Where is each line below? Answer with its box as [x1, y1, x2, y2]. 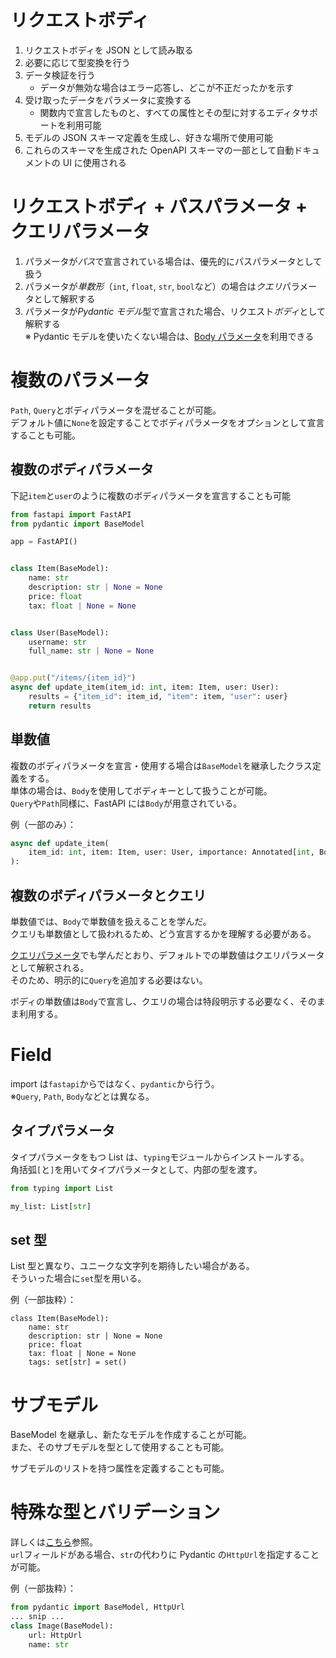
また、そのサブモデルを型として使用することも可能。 [10, 1441, 230, 1453]
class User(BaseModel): [10, 627, 110, 638]
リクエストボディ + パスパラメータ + [10, 196, 308, 218]
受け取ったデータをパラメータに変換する [24, 94, 192, 106]
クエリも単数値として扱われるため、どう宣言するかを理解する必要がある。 [10, 928, 317, 940]
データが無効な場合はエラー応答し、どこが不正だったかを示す [39, 81, 295, 93]
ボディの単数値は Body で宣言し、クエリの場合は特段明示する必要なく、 [10, 996, 300, 1007]
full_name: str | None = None [28, 646, 155, 656]
